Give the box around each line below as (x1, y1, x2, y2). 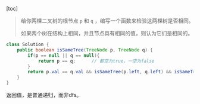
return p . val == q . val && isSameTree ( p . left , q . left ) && (27, 69, 172, 75)
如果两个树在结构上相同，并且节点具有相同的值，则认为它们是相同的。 (20, 30, 193, 37)
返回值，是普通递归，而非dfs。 (6, 92, 82, 98)
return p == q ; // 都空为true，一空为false (37, 58, 155, 64)
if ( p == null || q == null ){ (27, 53, 100, 58)
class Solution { (6, 41, 49, 47)
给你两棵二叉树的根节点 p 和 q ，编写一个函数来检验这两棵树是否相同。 (20, 17, 194, 24)
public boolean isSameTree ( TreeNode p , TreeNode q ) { (17, 47, 153, 53)
